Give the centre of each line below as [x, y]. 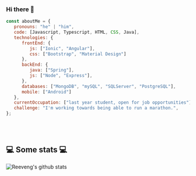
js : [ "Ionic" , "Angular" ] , [62, 48]
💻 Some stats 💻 [37, 150]
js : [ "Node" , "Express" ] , [61, 76]
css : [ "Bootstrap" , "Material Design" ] [78, 54]
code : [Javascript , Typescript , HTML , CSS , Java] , [77, 32]
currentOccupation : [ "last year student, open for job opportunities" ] [103, 103]
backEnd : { [35, 65]
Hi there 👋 [20, 9]
